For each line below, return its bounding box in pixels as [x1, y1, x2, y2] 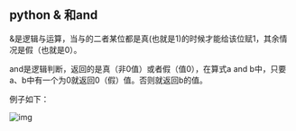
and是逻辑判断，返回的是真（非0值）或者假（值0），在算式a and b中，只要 [9, 63, 287, 74]
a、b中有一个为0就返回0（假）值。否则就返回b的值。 [9, 74, 208, 85]
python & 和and [9, 7, 98, 23]
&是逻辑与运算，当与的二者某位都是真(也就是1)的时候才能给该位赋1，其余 [9, 33, 280, 44]
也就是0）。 [40, 44, 82, 55]
